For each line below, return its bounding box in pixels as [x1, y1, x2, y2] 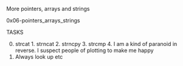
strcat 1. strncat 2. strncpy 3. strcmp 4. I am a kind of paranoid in [15, 41, 178, 47]
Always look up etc [15, 53, 63, 60]
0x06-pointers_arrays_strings [6, 17, 80, 24]
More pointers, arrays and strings [6, 5, 90, 12]
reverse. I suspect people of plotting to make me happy [15, 47, 154, 54]
